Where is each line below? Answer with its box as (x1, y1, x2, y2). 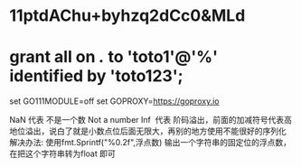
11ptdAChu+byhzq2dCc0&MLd (9, 5, 246, 26)
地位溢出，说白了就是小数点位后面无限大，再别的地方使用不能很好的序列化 (9, 125, 287, 136)
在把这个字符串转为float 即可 (9, 148, 116, 159)
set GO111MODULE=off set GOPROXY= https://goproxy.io (9, 96, 220, 107)
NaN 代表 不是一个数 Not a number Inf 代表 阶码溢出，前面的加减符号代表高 (9, 115, 292, 125)
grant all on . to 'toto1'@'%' (9, 47, 219, 68)
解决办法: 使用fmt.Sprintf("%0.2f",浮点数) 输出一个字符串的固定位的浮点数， (9, 137, 292, 148)
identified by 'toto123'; (9, 66, 183, 87)
